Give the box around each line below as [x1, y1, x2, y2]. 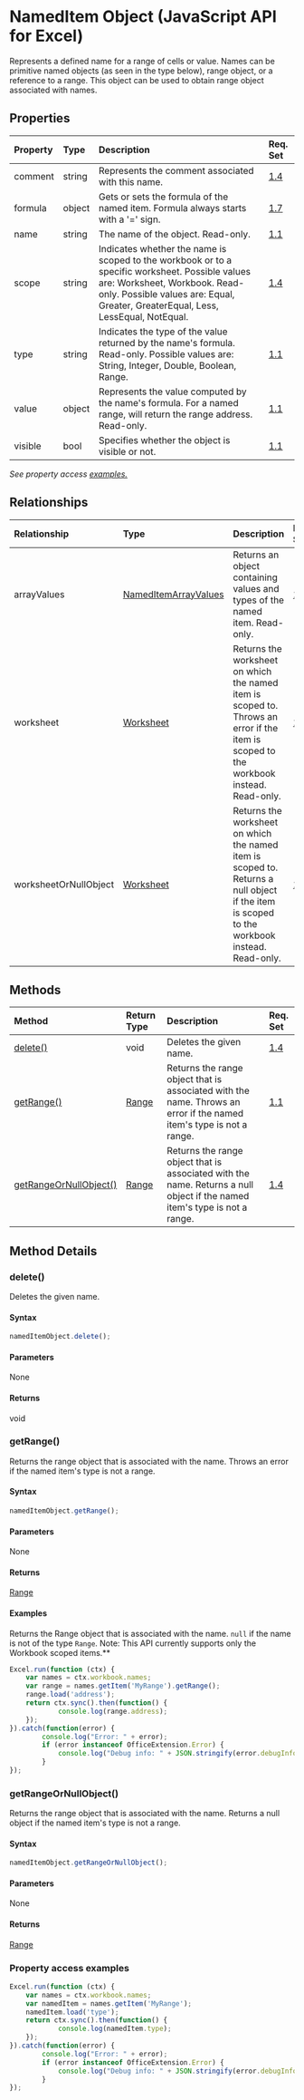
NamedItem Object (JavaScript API [9, 6, 278, 27]
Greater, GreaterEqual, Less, [98, 299, 219, 312]
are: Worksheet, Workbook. [98, 276, 215, 289]
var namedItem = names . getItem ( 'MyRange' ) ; [25, 1998, 193, 2008]
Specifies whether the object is [98, 433, 231, 446]
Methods [9, 982, 62, 998]
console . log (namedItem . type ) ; [57, 2024, 172, 2034]
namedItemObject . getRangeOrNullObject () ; [9, 1858, 168, 1868]
